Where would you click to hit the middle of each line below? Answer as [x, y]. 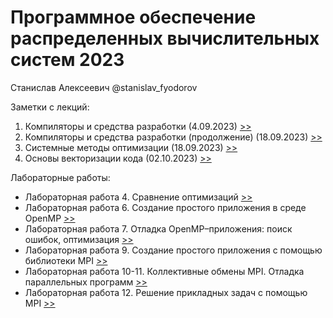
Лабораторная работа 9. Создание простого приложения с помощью [173, 250]
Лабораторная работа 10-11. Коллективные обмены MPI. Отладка [164, 271]
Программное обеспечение [133, 17]
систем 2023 [67, 60]
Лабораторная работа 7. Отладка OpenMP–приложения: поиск [158, 228]
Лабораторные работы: [60, 177]
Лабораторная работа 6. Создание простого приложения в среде [165, 207]
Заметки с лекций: [50, 107]
